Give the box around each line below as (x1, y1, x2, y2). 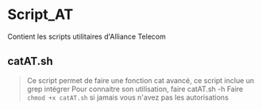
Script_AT (7, 6, 74, 24)
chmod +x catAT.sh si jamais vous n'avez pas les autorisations (26, 93, 229, 102)
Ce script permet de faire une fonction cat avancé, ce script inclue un (26, 75, 255, 85)
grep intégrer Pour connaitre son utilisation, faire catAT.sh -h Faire (26, 84, 244, 93)
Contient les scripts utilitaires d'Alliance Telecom (7, 32, 166, 41)
